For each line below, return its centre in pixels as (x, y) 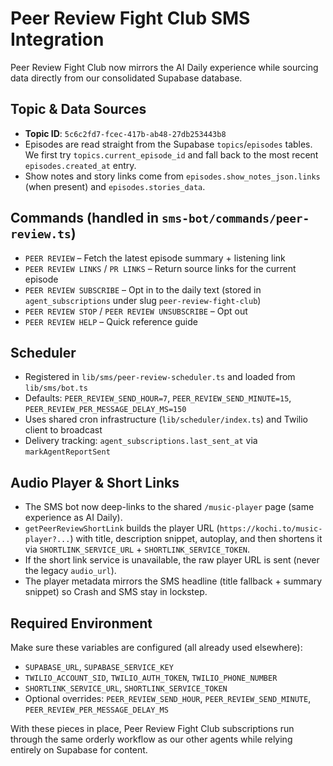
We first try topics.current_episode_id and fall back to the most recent (171, 154)
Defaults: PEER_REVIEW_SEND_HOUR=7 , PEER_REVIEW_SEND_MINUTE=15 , (158, 398)
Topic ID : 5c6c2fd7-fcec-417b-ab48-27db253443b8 (125, 133)
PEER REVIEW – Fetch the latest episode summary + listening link (155, 258)
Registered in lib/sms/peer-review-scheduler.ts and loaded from (160, 377)
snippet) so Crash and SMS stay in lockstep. (116, 592)
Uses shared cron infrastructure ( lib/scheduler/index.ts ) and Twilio (166, 419)
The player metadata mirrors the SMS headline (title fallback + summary (173, 581)
